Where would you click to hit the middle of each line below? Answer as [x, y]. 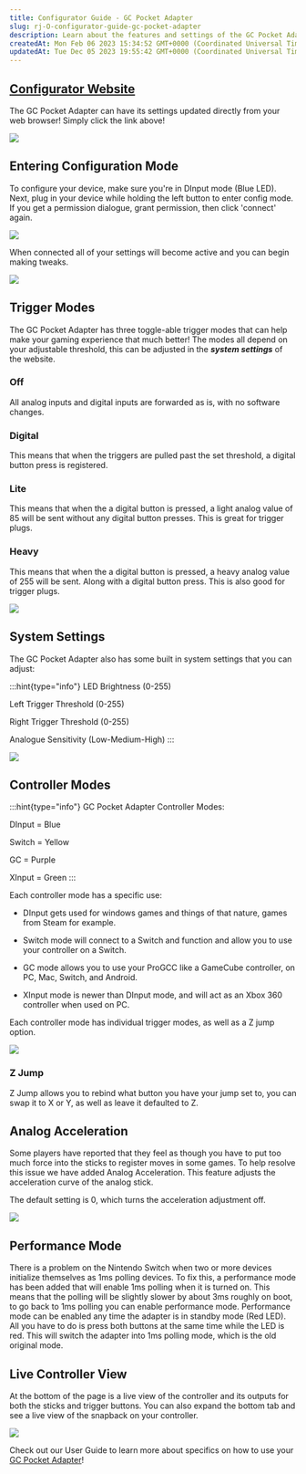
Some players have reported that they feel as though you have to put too [146, 1153]
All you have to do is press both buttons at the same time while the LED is [147, 1326]
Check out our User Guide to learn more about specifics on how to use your [152, 1450]
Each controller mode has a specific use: [86, 895]
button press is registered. [59, 465]
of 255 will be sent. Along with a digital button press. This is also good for [147, 581]
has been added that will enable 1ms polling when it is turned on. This [140, 1287]
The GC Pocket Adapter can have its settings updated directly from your [145, 110]
